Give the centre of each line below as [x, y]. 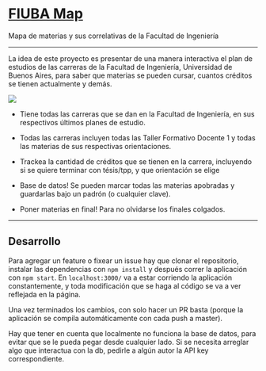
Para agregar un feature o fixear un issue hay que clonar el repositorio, [123, 260]
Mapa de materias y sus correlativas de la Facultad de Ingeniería [114, 36]
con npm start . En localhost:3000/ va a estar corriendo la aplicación [120, 277]
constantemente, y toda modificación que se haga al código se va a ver [125, 285]
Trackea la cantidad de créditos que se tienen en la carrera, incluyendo [135, 161]
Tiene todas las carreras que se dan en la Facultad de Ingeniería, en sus [137, 114]
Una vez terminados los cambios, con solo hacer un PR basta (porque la [126, 309]
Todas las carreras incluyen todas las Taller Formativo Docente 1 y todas [137, 138]
